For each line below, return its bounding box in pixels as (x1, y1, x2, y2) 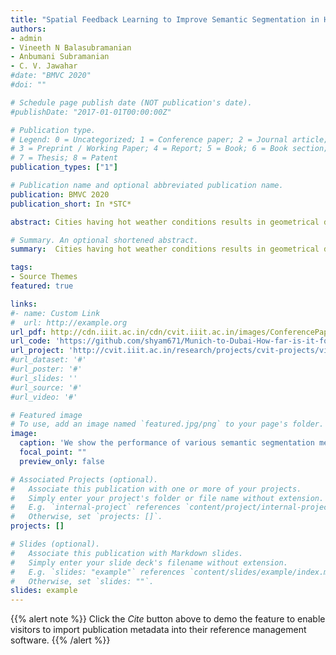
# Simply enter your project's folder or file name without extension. (10, 493, 325, 503)
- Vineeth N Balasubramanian (10, 42, 132, 53)
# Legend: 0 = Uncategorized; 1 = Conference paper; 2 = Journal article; (10, 134, 329, 145)
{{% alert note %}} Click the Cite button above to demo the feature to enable (10, 613, 326, 625)
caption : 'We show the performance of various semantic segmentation (19, 438, 315, 448)
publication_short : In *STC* (10, 199, 132, 209)
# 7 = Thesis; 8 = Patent (10, 153, 118, 163)
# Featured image (10, 410, 83, 420)
